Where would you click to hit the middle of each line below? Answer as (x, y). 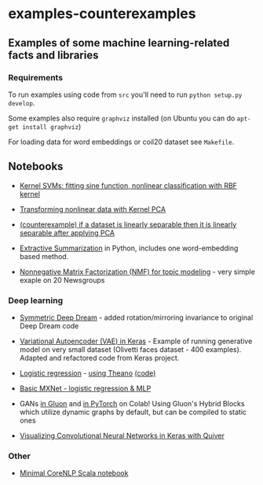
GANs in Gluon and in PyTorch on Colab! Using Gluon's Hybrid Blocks (132, 403)
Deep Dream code (49, 326)
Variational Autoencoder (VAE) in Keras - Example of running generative (136, 341)
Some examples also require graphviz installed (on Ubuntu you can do (122, 118)
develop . (22, 102)
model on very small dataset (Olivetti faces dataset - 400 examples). (130, 349)
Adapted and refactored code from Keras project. (99, 357)
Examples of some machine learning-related (119, 43)
